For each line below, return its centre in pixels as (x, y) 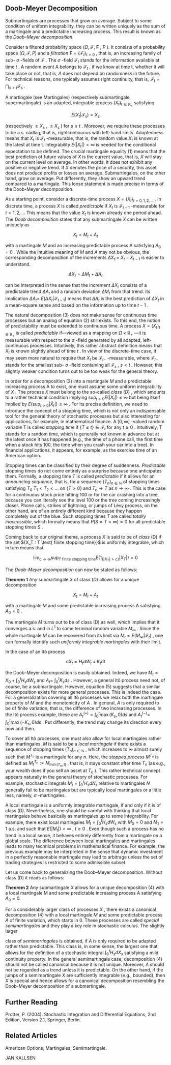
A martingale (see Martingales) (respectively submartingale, (68, 97)
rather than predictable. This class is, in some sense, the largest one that (81, 946)
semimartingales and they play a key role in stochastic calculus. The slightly (85, 926)
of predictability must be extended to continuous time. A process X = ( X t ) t (83, 327)
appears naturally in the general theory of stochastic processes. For (76, 777)
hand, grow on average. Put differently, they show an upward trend (75, 179)
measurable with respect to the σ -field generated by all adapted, (74, 340)
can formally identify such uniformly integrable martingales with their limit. (83, 642)
